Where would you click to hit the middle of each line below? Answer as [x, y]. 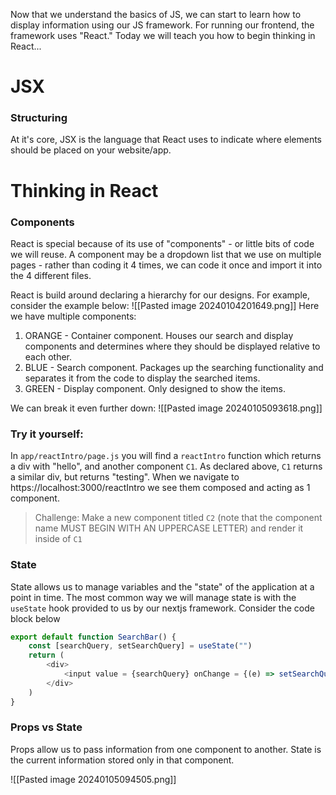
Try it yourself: [47, 434]
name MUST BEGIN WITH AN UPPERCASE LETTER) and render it [169, 528]
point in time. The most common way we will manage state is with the [153, 597]
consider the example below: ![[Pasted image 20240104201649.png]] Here [165, 305]
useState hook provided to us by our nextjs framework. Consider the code [162, 608]
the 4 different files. [51, 275]
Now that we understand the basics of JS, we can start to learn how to [156, 14]
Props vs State [46, 727]
